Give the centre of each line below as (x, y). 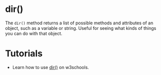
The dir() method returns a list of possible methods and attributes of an (79, 23)
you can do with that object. (34, 33)
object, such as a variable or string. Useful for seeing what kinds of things (81, 28)
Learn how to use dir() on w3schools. (51, 67)
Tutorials (24, 54)
